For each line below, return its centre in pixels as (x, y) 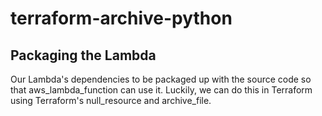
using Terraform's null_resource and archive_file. (111, 100)
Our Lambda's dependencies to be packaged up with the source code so (161, 79)
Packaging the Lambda (83, 55)
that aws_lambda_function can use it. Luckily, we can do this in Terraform (161, 90)
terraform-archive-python (121, 18)
